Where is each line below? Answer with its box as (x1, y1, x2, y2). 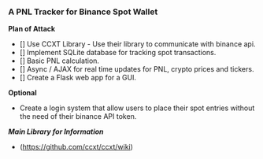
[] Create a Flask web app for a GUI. (19, 73, 136, 83)
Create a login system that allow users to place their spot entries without (19, 103, 255, 113)
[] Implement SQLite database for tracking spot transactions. (19, 48, 217, 57)
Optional (8, 88, 37, 98)
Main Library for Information (8, 127, 104, 136)
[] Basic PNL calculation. (19, 56, 100, 65)
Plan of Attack (8, 24, 56, 34)
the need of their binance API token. (19, 112, 137, 121)
